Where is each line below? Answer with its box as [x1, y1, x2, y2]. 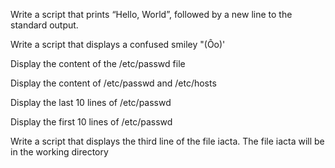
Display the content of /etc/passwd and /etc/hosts [10, 77, 217, 89]
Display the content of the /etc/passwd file [10, 58, 186, 69]
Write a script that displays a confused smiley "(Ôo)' [10, 39, 226, 50]
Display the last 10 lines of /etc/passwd [10, 97, 172, 108]
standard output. [10, 19, 79, 31]
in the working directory [10, 146, 109, 158]
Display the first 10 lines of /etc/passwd [10, 116, 173, 128]
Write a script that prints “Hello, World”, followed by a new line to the [10, 9, 293, 20]
